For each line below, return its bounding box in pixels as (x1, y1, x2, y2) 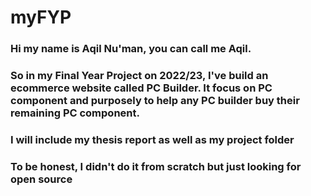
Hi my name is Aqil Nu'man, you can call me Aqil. (10, 42, 252, 56)
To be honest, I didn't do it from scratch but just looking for (10, 159, 302, 173)
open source (10, 172, 73, 186)
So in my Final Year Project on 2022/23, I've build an (10, 69, 269, 83)
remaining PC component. (10, 106, 140, 120)
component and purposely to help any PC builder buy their (10, 94, 300, 108)
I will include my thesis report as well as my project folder (10, 132, 295, 146)
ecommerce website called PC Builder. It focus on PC (10, 81, 273, 95)
